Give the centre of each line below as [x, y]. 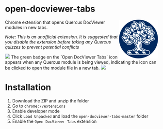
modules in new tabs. [26, 27]
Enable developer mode [36, 111]
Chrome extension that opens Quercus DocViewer [55, 22]
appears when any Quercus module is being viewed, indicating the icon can [81, 62]
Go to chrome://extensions [39, 106]
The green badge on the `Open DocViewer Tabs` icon [64, 57]
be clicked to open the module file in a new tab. [52, 68]
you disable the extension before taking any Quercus [58, 42]
